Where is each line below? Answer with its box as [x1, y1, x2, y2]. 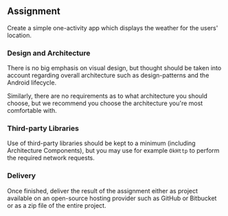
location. [7, 31, 32, 39]
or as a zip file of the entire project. [7, 201, 106, 209]
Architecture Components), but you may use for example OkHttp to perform [7, 147, 220, 155]
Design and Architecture [7, 48, 91, 58]
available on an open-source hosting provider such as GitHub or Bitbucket [7, 194, 217, 202]
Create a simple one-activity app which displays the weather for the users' [7, 23, 218, 32]
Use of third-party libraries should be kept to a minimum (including [7, 139, 196, 147]
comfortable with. [7, 107, 57, 115]
